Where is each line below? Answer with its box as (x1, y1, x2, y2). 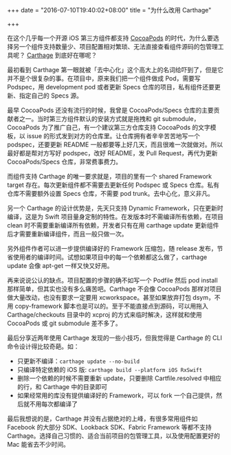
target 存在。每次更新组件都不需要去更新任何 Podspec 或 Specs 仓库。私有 (7, 181, 220, 189)
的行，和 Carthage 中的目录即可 (16, 383, 108, 390)
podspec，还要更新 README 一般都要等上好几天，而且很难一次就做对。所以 (7, 140, 223, 148)
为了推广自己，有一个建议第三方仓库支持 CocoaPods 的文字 (41, 123, 211, 131)
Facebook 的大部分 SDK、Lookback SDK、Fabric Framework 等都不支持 (7, 423, 212, 431)
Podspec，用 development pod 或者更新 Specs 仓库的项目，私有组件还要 (7, 83, 215, 91)
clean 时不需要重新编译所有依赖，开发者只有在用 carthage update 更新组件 (7, 221, 219, 229)
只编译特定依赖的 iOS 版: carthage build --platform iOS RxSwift (16, 366, 203, 373)
